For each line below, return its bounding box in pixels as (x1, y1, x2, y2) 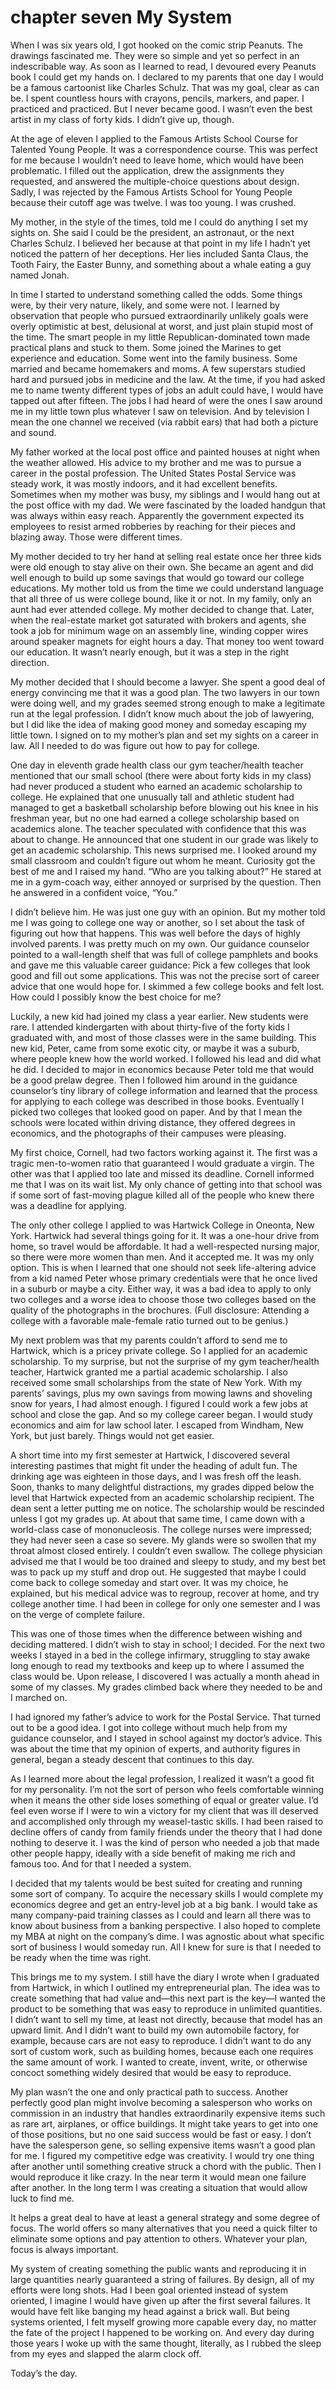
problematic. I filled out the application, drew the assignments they (10, 164, 285, 176)
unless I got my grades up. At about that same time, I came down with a (10, 1512, 306, 1525)
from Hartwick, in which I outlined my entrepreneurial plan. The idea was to (10, 1981, 321, 1993)
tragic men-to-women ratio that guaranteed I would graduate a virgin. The (10, 1157, 315, 1169)
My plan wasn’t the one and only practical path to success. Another (10, 2086, 289, 2098)
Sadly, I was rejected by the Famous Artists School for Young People (10, 186, 293, 198)
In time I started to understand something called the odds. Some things (10, 288, 303, 300)
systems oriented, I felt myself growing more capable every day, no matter (10, 2316, 317, 2328)
